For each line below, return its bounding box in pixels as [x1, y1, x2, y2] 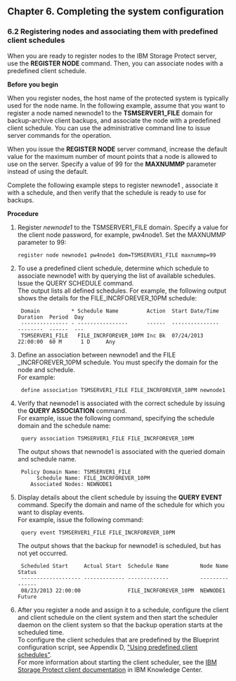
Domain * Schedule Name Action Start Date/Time [20, 307, 219, 314]
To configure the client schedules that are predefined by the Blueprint [17, 635, 220, 644]
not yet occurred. [17, 549, 68, 557]
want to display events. [17, 508, 85, 516]
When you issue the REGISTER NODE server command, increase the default [7, 144, 228, 153]
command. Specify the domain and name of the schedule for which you [17, 500, 225, 509]
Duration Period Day [17, 313, 84, 321]
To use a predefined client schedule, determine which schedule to [17, 264, 209, 272]
